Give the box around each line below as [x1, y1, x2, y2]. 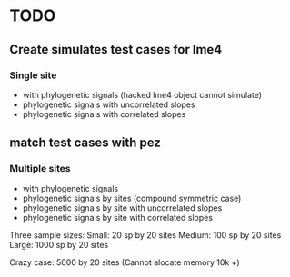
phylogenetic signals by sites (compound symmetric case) [22, 193, 242, 203]
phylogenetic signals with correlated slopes [22, 108, 186, 119]
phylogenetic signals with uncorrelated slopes [22, 99, 195, 110]
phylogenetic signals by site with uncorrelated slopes [22, 202, 223, 213]
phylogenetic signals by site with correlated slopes [22, 212, 214, 223]
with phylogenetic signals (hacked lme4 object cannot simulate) [22, 89, 262, 100]
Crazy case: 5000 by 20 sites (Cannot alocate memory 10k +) [9, 256, 241, 268]
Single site [9, 69, 57, 82]
